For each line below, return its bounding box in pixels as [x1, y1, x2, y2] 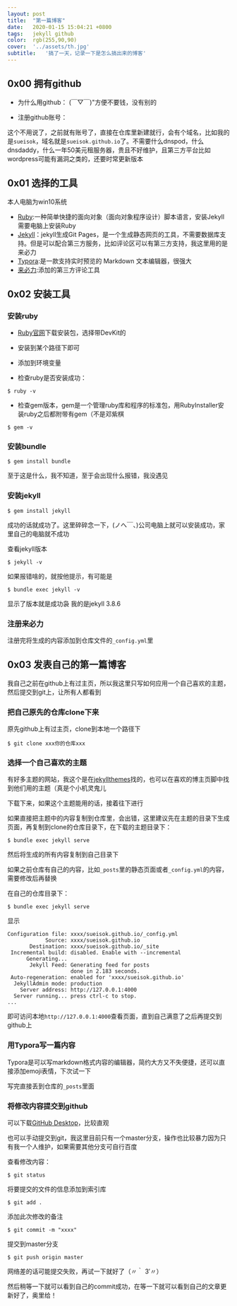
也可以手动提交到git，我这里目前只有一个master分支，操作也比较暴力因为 [7, 1133, 220, 1143]
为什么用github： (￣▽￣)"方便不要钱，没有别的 [17, 98, 157, 106]
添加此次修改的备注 [7, 1213, 63, 1221]
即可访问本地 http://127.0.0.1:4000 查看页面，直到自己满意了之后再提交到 [7, 1012, 222, 1021]
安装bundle [7, 441, 47, 451]
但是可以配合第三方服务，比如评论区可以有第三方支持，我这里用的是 [30, 238, 228, 248]
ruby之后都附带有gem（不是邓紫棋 [23, 410, 125, 418]
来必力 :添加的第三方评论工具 [17, 265, 100, 274]
